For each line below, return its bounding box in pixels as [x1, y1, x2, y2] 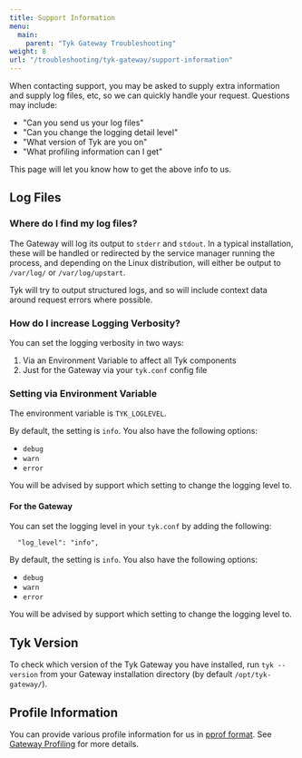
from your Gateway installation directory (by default [40, 669, 233, 680]
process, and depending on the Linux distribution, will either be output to [9, 257, 281, 268]
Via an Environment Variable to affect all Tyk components [22, 355, 238, 366]
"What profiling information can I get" [22, 146, 163, 157]
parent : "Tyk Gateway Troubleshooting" [25, 38, 177, 48]
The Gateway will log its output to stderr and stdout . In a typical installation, [9, 238, 294, 249]
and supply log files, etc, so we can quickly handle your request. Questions [9, 90, 290, 101]
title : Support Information [9, 13, 116, 23]
